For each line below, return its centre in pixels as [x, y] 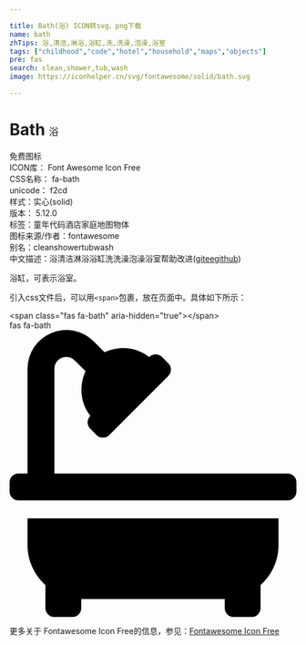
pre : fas [26, 60]
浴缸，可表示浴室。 [46, 278]
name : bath [30, 34]
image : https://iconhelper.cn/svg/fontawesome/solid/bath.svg [130, 77]
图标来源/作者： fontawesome [65, 235]
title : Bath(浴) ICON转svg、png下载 [76, 26]
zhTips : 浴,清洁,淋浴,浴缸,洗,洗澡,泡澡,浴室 [87, 43]
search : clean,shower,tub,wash [69, 68]
